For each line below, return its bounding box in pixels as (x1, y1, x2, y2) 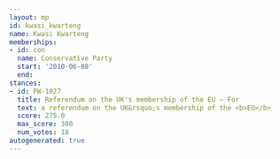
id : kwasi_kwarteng (9, 21, 82, 30)
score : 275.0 (17, 111, 66, 120)
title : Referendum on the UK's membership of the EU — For (17, 95, 240, 104)
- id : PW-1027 (9, 87, 62, 95)
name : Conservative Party (17, 54, 113, 63)
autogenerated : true (9, 136, 86, 145)
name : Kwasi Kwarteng (9, 29, 89, 38)
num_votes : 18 (17, 128, 69, 137)
